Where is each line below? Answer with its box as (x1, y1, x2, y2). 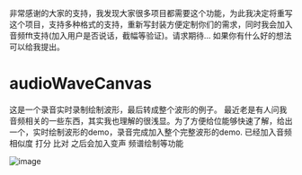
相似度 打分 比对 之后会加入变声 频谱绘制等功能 (9, 137, 184, 148)
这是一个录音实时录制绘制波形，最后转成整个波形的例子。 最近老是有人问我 (9, 104, 288, 115)
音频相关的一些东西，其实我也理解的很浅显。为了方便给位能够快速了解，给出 (9, 115, 293, 126)
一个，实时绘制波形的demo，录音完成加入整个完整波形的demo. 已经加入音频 (9, 127, 292, 137)
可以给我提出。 (9, 41, 65, 52)
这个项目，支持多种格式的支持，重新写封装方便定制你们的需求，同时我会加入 (9, 19, 293, 30)
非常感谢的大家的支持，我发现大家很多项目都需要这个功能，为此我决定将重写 (9, 8, 293, 18)
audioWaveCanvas (9, 74, 153, 94)
